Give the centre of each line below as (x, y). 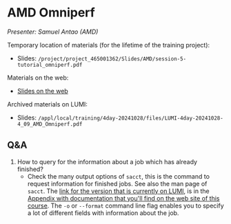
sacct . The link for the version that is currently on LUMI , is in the (118, 191)
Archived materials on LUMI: (48, 104)
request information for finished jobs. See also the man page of (117, 183)
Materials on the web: (38, 78)
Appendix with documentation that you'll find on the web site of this (123, 198)
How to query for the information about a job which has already (107, 161)
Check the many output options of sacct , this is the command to (119, 176)
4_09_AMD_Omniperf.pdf (50, 124)
